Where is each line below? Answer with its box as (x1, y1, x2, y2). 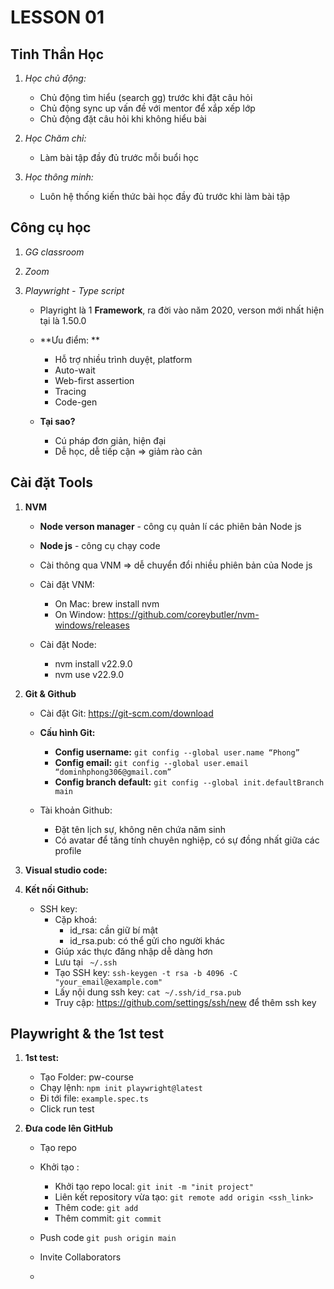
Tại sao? (39, 415, 76, 427)
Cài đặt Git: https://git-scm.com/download (39, 707, 214, 719)
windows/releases (54, 619, 130, 631)
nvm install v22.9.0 (54, 657, 133, 670)
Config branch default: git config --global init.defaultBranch (54, 776, 325, 788)
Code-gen (54, 396, 98, 408)
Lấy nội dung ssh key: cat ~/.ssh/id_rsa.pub (54, 986, 242, 998)
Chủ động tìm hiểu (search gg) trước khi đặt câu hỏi (39, 92, 253, 103)
